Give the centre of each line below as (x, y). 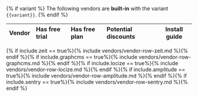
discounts (121, 36)
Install (174, 29)
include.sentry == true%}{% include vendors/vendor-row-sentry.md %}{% (97, 82)
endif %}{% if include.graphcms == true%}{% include (72, 57)
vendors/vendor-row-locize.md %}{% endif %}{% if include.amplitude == (96, 69)
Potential (119, 29)
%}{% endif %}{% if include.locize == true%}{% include (110, 63)
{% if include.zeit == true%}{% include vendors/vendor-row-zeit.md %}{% (97, 51)
